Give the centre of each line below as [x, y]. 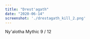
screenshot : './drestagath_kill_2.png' [45, 18]
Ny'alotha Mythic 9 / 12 [28, 32]
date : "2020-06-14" [25, 14]
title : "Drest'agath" [27, 9]
